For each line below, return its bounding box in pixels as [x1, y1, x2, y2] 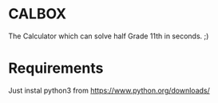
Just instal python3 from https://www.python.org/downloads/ [8, 85, 210, 95]
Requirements [8, 59, 104, 77]
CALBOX [8, 5, 66, 23]
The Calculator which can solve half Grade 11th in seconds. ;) [8, 31, 209, 41]
